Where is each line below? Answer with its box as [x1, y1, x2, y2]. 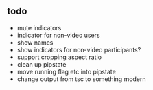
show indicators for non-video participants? [16, 45, 141, 54]
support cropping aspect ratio [16, 53, 102, 61]
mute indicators [16, 23, 62, 32]
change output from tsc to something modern [16, 75, 146, 83]
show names [16, 38, 54, 47]
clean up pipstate [16, 60, 67, 68]
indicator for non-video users [16, 31, 101, 39]
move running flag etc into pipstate [16, 67, 117, 76]
